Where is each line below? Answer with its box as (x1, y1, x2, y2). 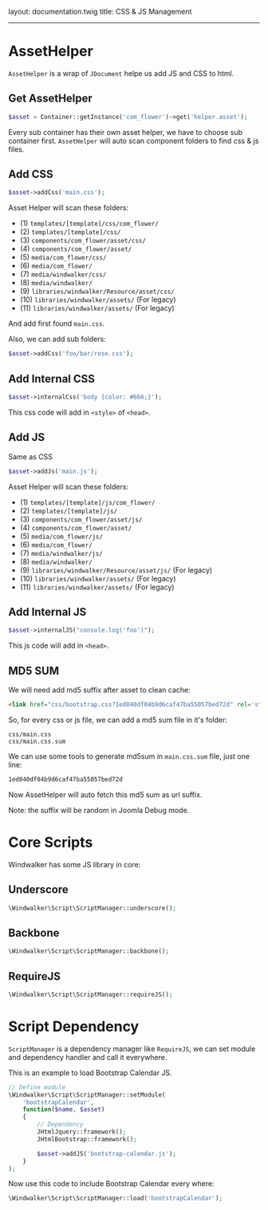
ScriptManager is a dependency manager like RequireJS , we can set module (8, 1044, 256, 1053)
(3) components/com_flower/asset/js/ (19, 514, 143, 524)
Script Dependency (8, 1018, 140, 1035)
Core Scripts (8, 834, 93, 851)
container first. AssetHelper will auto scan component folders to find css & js (8, 136, 259, 145)
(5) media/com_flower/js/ (19, 531, 104, 541)
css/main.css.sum (8, 737, 66, 745)
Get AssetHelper (8, 92, 93, 105)
